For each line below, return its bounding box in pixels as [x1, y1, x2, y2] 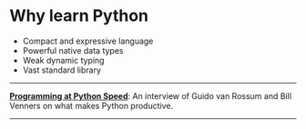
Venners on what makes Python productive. [9, 100, 174, 111]
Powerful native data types [22, 45, 124, 55]
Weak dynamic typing [22, 55, 105, 65]
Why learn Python [9, 5, 148, 26]
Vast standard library [22, 64, 102, 75]
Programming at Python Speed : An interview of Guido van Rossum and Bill [9, 90, 292, 101]
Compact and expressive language [22, 35, 154, 46]
